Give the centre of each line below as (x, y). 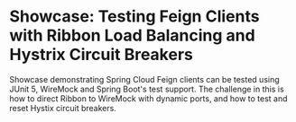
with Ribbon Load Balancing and (132, 35)
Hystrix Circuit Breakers (102, 55)
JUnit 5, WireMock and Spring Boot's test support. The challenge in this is (147, 89)
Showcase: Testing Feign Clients (134, 17)
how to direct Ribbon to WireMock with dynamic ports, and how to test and (148, 98)
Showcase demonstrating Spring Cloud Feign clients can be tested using (144, 79)
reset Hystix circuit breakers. (63, 108)
